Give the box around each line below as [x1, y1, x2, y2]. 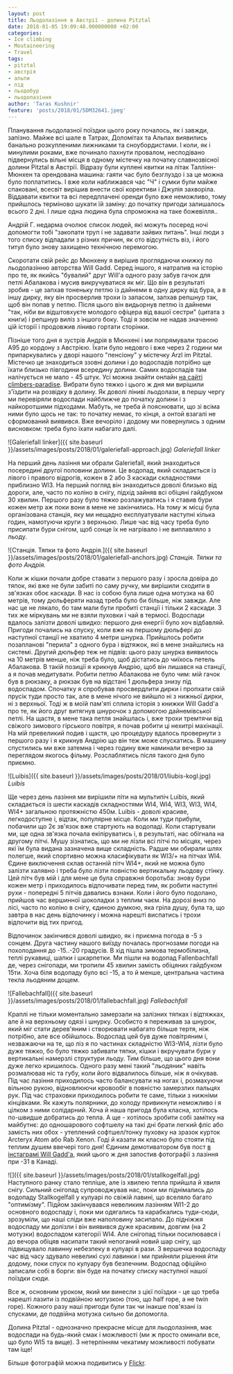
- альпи [8, 74, 31, 82]
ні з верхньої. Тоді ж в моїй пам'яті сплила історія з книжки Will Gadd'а [8, 699, 219, 708]
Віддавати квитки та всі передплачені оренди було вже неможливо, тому [8, 192, 227, 201]
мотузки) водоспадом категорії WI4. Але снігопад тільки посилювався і [8, 1230, 221, 1238]
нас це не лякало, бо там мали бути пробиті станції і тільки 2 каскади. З [8, 603, 222, 611]
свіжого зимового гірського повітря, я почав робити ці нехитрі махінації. [8, 721, 224, 729]
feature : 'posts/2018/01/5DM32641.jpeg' [8, 107, 127, 114]
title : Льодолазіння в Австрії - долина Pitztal [8, 17, 151, 24]
